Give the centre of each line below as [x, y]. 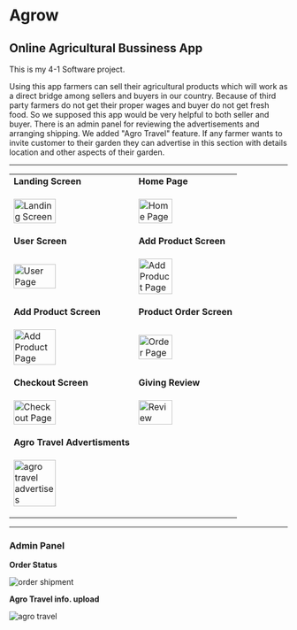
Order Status [33, 565]
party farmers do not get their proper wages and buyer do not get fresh [139, 105]
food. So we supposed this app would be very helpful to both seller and [139, 115]
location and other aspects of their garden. [87, 152]
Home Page [163, 181]
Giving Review [169, 383]
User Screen [41, 241]
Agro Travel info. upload [54, 599]
